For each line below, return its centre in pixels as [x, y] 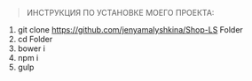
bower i [31, 48]
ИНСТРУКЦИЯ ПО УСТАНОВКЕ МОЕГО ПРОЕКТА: [120, 13]
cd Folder [35, 39]
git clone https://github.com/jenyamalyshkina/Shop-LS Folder [130, 29]
